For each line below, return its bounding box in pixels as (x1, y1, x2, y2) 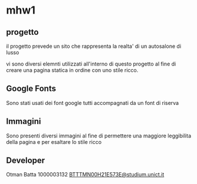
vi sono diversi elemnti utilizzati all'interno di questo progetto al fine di (6, 60, 176, 67)
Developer (6, 156, 45, 166)
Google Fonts (6, 84, 56, 94)
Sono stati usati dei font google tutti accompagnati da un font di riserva (6, 99, 179, 106)
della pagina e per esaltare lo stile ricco (6, 138, 102, 145)
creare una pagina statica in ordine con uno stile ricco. (6, 67, 139, 74)
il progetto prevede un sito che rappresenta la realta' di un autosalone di (6, 42, 182, 50)
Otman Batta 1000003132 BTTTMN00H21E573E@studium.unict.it (6, 171, 165, 178)
